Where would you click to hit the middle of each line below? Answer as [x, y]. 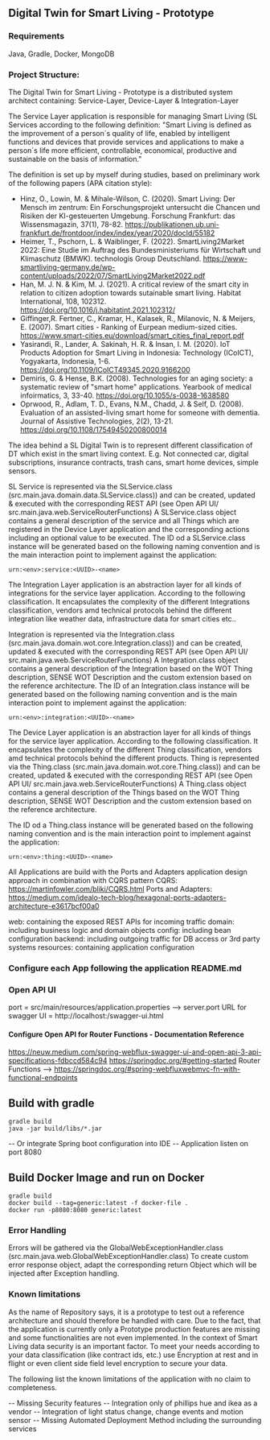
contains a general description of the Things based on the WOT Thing [124, 792]
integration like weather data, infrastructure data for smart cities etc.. [123, 618]
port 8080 [25, 1152]
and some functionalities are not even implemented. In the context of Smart [133, 1337]
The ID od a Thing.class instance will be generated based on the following [131, 825]
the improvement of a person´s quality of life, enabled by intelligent [119, 133]
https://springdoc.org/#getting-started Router [185, 1061]
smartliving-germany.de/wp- [67, 267]
